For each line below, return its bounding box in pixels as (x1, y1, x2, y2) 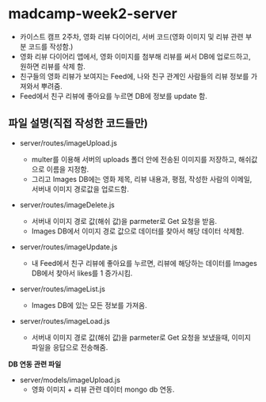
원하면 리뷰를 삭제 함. (19, 61, 85, 71)
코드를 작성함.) (28, 41, 74, 51)
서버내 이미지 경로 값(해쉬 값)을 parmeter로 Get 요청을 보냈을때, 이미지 (31, 332, 251, 342)
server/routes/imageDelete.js (19, 199, 115, 210)
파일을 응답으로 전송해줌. (31, 342, 108, 352)
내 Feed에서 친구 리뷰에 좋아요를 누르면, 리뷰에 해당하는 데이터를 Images (31, 258, 257, 267)
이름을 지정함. (46, 164, 89, 174)
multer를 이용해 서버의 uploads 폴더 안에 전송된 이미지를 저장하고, (31, 154, 237, 164)
